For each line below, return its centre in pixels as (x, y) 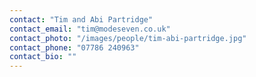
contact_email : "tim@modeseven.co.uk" (90, 29)
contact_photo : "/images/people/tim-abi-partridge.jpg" (128, 38)
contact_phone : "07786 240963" (74, 47)
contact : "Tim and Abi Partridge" (81, 19)
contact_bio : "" (43, 57)
